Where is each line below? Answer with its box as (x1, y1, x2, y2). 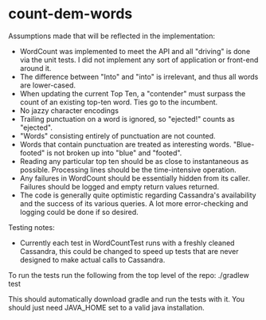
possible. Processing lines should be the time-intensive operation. (19, 165, 237, 174)
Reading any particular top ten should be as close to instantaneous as (19, 156, 249, 166)
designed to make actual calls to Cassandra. (19, 255, 166, 264)
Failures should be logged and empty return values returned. (19, 181, 220, 191)
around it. (19, 63, 52, 72)
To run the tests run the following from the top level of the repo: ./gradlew (8, 270, 249, 279)
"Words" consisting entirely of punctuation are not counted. (19, 131, 216, 140)
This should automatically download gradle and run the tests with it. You (8, 294, 245, 303)
